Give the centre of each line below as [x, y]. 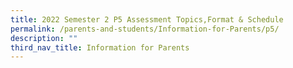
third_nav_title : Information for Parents [100, 47]
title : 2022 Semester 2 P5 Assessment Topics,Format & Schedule [147, 19]
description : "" [44, 38]
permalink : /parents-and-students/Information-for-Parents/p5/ [145, 29]
